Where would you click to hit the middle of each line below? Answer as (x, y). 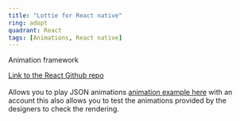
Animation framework (44, 60)
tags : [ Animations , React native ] (66, 38)
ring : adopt (28, 23)
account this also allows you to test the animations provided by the (117, 100)
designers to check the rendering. (64, 109)
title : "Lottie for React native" (66, 15)
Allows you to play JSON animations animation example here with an (120, 93)
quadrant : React (35, 30)
